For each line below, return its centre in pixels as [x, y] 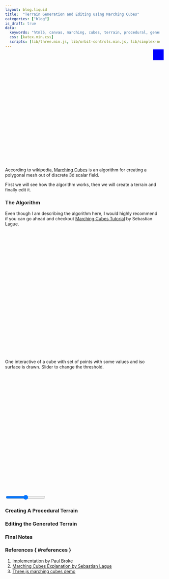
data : [11, 28]
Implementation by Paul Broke [42, 561]
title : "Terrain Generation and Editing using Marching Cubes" [72, 14]
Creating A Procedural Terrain [42, 511]
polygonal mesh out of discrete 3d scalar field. [52, 175]
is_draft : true [21, 23]
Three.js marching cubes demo [44, 571]
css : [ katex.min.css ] [32, 37]
